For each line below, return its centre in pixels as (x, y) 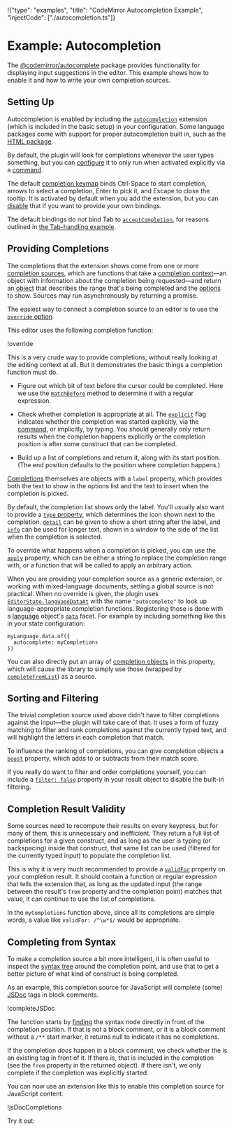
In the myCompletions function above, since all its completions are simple (111, 913)
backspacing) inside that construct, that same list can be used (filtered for (114, 848)
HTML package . (30, 141)
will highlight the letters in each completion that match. (86, 738)
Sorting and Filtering (53, 698)
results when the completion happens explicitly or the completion (111, 436)
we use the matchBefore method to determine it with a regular (105, 393)
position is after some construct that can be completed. (97, 443)
